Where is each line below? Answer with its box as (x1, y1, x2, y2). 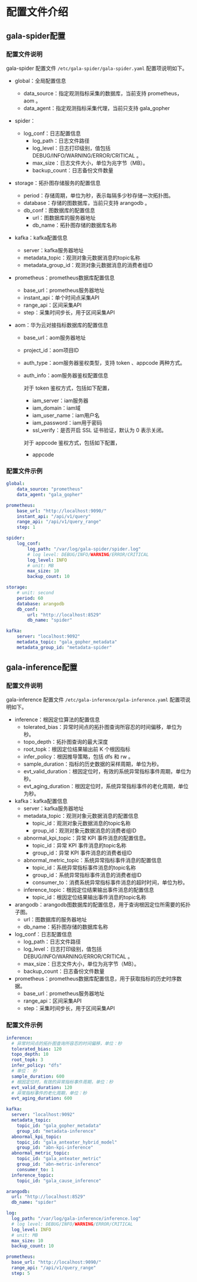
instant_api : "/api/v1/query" (17, 513, 91, 519)
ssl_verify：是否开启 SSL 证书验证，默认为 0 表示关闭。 (32, 426, 167, 433)
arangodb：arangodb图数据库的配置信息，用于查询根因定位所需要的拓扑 (14, 901, 191, 908)
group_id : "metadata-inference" (17, 1128, 96, 1134)
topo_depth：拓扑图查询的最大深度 (23, 738, 108, 746)
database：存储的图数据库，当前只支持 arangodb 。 (23, 199, 150, 206)
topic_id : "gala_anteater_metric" (17, 1156, 101, 1162)
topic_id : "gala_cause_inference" (17, 1178, 101, 1184)
